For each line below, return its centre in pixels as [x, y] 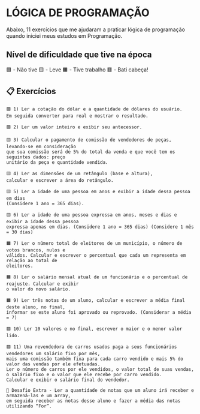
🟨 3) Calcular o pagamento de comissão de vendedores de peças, [89, 140]
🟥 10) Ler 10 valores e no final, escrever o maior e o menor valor [94, 329]
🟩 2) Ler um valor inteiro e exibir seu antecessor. [74, 127]
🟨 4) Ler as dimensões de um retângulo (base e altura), [80, 173]
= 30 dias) [20, 232]
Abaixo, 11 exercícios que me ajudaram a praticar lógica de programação [96, 29]
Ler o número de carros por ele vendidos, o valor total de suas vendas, [100, 369]
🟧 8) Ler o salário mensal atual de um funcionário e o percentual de [97, 277]
